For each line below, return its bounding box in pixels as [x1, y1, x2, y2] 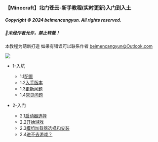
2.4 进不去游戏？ [19, 132, 53, 138]
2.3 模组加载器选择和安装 [19, 125, 70, 131]
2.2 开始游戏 [19, 119, 44, 125]
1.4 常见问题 [19, 92, 43, 98]
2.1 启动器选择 [19, 113, 47, 119]
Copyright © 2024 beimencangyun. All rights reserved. [5, 17, 122, 23]
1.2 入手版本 [19, 80, 43, 86]
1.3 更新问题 [19, 86, 43, 92]
